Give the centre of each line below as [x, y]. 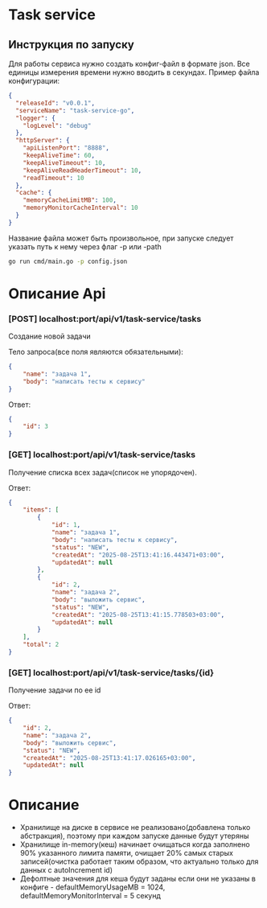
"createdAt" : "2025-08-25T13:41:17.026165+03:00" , [109, 758]
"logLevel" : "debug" [57, 125]
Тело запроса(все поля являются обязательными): [96, 352]
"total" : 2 [41, 645]
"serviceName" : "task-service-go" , [75, 110]
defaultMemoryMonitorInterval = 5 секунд [90, 896]
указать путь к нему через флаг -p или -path [85, 246]
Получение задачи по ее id [55, 690]
